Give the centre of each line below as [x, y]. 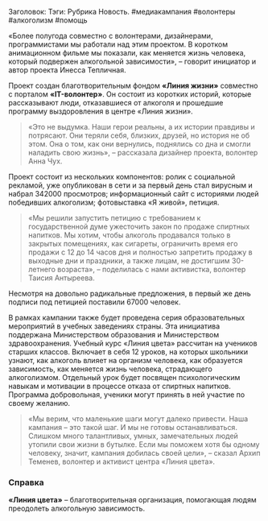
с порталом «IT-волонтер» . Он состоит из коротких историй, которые [130, 94]
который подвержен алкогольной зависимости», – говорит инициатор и [132, 61]
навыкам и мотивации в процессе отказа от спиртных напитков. [120, 386]
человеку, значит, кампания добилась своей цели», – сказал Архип [144, 453]
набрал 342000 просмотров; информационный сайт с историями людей [134, 194]
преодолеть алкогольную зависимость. [77, 509]
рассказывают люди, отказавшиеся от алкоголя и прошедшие [116, 103]
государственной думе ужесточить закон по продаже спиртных [139, 226]
